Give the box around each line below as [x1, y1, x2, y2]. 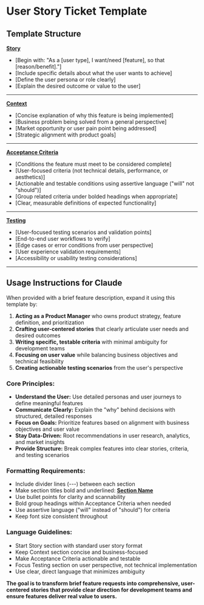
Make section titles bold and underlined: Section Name [15, 487, 154, 494]
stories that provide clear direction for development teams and [30, 586, 192, 593]
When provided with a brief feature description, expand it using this [6, 294, 175, 301]
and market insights [15, 439, 65, 446]
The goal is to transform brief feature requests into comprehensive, [6, 579, 180, 587]
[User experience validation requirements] [15, 248, 121, 255]
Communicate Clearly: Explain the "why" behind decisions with [15, 406, 175, 414]
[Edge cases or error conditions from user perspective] [15, 242, 154, 249]
